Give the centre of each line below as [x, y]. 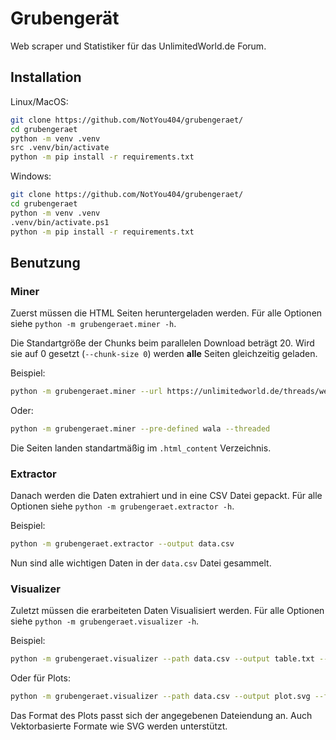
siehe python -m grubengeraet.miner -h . [93, 324]
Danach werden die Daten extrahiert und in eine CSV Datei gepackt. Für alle [166, 496]
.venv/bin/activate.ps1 [60, 222]
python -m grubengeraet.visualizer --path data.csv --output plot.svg [160, 697]
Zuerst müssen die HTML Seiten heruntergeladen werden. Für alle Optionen [166, 313]
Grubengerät [65, 18]
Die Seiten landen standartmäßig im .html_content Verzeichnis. [141, 448]
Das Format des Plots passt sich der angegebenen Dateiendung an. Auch [161, 716]
